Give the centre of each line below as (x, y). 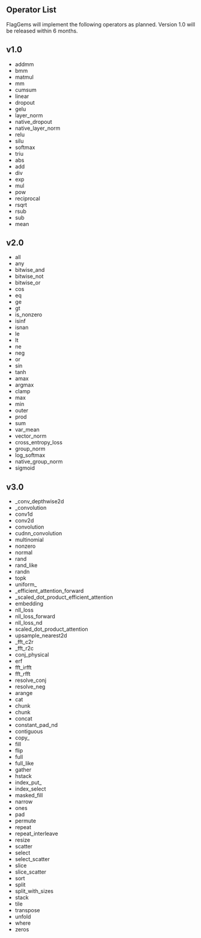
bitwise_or (28, 283)
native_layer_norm (37, 128)
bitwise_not (29, 277)
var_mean (27, 430)
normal (24, 553)
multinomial (29, 540)
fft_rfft (22, 674)
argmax (24, 385)
